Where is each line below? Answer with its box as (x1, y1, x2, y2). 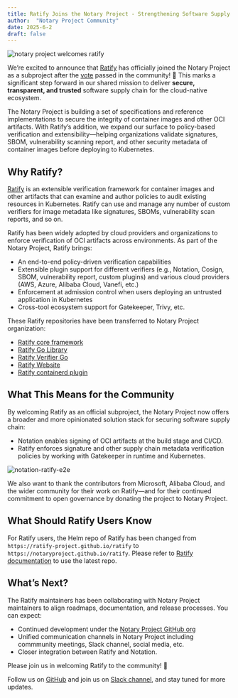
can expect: (7, 611, 43, 619)
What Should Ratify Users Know (7, 515, 153, 527)
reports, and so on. (7, 215, 63, 224)
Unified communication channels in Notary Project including (17, 632, 194, 640)
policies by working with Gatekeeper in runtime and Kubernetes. (17, 451, 206, 460)
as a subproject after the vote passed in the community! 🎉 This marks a (7, 71, 216, 80)
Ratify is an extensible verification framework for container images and (7, 185, 215, 193)
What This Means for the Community (7, 389, 175, 401)
